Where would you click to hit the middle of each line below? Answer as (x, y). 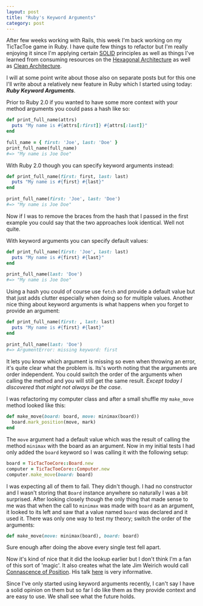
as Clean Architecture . (34, 66)
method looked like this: (36, 406)
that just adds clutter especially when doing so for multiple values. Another (100, 298)
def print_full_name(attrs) (42, 120)
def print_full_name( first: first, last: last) (68, 176)
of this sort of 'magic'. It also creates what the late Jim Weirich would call (98, 565)
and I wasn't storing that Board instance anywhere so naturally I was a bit (97, 492)
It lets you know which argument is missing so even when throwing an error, (101, 361)
